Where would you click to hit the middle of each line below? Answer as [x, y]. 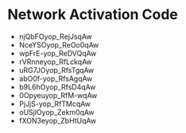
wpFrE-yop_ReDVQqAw [58, 53]
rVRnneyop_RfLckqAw [55, 62]
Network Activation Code [93, 15]
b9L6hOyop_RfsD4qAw [57, 87]
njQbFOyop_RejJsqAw [55, 36]
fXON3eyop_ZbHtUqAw [58, 120]
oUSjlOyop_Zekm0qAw [56, 112]
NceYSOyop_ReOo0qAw [59, 44]
